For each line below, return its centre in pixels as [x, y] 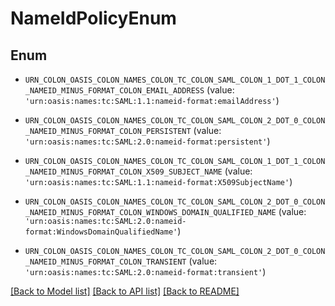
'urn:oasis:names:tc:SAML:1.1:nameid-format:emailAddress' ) [152, 100]
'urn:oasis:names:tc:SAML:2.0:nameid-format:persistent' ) [147, 141]
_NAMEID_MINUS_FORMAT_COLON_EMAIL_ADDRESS [114, 91]
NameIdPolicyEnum [93, 18]
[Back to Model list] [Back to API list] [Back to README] [125, 291]
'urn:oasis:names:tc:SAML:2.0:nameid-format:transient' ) [145, 271]
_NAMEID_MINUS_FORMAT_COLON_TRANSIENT [105, 262]
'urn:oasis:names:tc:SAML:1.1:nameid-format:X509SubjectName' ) [158, 181]
